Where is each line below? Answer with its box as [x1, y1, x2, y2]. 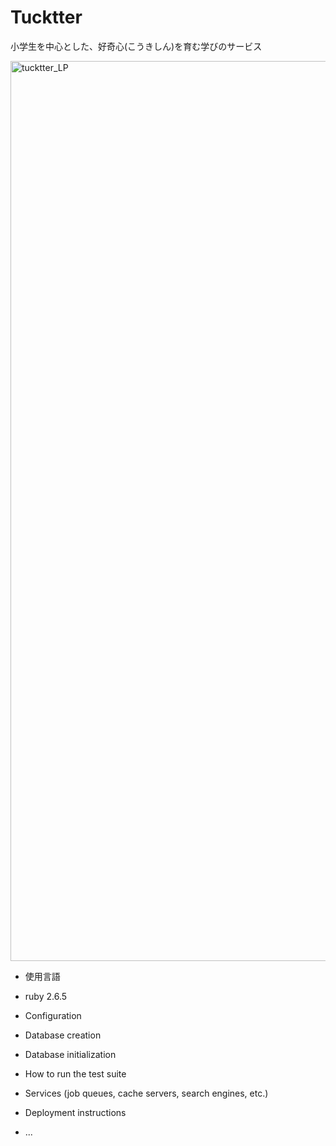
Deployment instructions [24, 1106, 127, 1118]
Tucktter [10, 6, 83, 29]
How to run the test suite [24, 1067, 127, 1080]
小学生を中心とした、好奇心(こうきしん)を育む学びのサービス [10, 40, 263, 52]
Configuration [24, 1009, 82, 1021]
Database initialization [24, 1048, 117, 1060]
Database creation [24, 1029, 102, 1041]
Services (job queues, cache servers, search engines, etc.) [24, 1087, 269, 1099]
